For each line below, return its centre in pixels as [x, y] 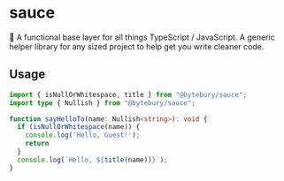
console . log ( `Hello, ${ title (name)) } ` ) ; [92, 160]
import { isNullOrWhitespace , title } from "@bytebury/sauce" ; [128, 94]
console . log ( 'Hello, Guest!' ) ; [83, 135]
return [37, 144]
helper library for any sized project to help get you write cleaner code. [137, 46]
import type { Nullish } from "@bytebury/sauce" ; [103, 103]
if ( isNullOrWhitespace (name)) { [79, 127]
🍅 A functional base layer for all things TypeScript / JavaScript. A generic [142, 37]
